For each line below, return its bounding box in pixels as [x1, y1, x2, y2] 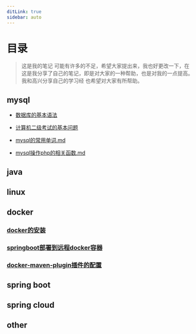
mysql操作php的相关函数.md [15, 149, 86, 156]
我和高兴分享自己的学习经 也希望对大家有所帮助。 [21, 77, 143, 84]
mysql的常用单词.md [15, 137, 66, 144]
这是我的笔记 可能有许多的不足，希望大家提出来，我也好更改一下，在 [21, 62, 189, 70]
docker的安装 [7, 226, 46, 235]
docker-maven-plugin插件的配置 [7, 261, 102, 269]
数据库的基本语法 [15, 111, 58, 119]
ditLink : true [7, 8, 42, 15]
